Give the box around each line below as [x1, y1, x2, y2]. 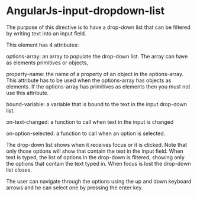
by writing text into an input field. [6, 29, 87, 37]
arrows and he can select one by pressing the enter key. [6, 184, 143, 191]
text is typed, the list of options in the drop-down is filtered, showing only [6, 153, 185, 160]
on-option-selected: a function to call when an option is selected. [6, 130, 166, 137]
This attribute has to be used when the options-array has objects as [6, 77, 172, 84]
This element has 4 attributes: [6, 41, 79, 48]
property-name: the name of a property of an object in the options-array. [6, 70, 184, 77]
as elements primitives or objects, [6, 59, 89, 66]
